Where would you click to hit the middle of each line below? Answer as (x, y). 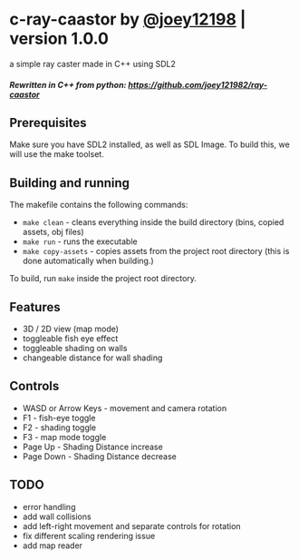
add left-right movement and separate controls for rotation (132, 526)
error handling (49, 506)
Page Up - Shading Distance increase (92, 447)
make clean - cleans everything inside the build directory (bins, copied (153, 222)
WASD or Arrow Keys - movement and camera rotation (125, 408)
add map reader (53, 545)
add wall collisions (57, 516)
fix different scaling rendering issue (89, 535)
